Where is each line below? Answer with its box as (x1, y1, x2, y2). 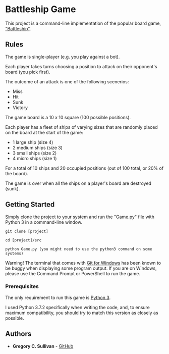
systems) (5, 251, 24, 256)
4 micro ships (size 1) (12, 155, 57, 161)
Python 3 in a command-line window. (5, 219, 82, 225)
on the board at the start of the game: (5, 129, 83, 135)
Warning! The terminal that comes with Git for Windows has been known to (5, 260, 161, 266)
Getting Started (5, 200, 55, 209)
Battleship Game (5, 4, 76, 15)
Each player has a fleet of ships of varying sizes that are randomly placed (5, 124, 158, 130)
